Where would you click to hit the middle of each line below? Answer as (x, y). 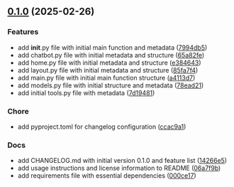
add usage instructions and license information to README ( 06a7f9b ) (119, 168)
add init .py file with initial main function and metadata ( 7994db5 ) (112, 47)
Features (23, 32)
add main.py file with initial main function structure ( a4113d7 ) (106, 78)
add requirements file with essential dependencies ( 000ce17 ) (107, 176)
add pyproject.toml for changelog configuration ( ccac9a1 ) (102, 127)
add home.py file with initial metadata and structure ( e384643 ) (109, 63)
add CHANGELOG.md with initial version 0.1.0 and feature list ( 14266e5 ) (122, 161)
